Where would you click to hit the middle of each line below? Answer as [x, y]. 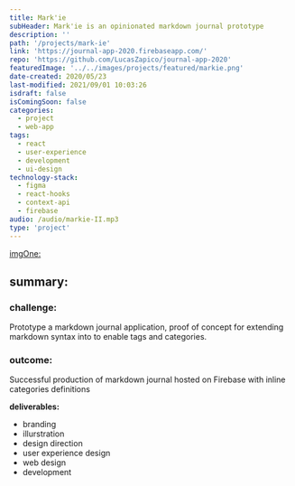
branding [39, 425]
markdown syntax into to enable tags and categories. [108, 337]
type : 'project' [40, 228]
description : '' [40, 34]
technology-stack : [44, 177]
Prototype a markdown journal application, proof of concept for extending [147, 327]
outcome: [31, 360]
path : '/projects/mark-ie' [60, 43]
